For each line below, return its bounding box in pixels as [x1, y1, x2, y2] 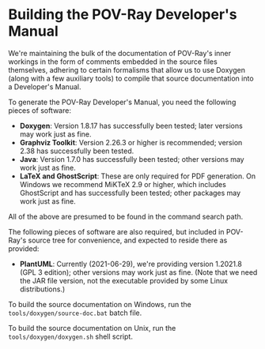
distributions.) [19, 284, 66, 294]
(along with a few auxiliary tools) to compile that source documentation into [8, 73, 255, 83]
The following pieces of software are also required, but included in [8, 227, 225, 236]
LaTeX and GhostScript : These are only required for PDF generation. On [19, 171, 256, 181]
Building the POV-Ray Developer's [8, 6, 237, 24]
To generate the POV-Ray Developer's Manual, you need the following [8, 97, 237, 107]
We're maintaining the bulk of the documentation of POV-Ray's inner [8, 48, 232, 58]
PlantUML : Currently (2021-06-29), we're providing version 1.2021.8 [19, 259, 243, 268]
